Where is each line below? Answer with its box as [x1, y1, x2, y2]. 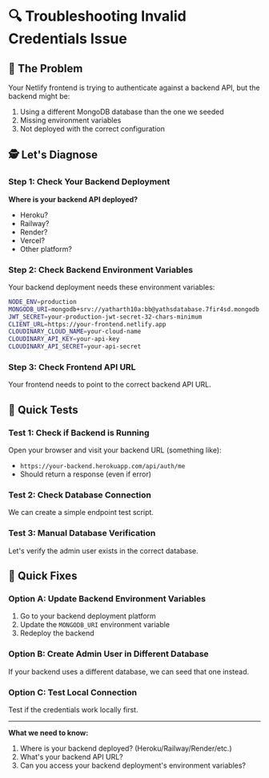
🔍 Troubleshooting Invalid [8, 7, 187, 26]
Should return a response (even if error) [19, 469, 152, 479]
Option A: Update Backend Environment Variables [8, 594, 207, 604]
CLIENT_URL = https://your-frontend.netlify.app [8, 320, 167, 328]
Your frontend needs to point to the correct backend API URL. [8, 379, 211, 390]
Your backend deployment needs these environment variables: [8, 282, 215, 292]
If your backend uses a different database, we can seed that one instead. [8, 667, 250, 676]
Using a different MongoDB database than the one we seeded [19, 107, 224, 116]
